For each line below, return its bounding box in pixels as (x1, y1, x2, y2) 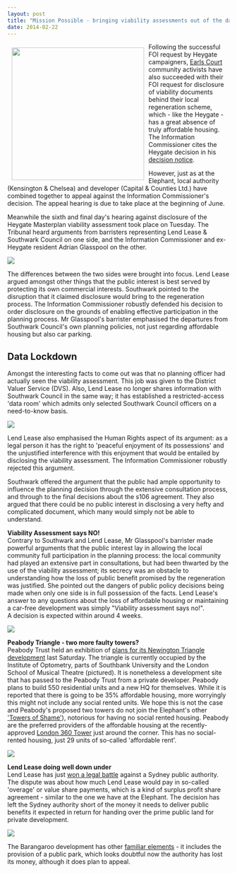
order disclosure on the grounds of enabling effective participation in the (7, 307, 219, 316)
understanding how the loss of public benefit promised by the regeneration (7, 574, 226, 582)
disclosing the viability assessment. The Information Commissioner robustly (7, 457, 228, 465)
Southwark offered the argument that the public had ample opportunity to (7, 478, 221, 486)
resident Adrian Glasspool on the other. (32, 243, 147, 252)
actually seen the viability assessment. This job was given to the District (7, 377, 217, 385)
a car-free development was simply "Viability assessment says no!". (7, 604, 205, 612)
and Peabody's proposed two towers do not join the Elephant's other (7, 706, 207, 715)
